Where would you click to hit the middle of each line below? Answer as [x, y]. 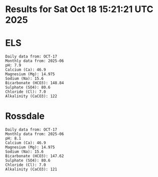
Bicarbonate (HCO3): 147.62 [35, 156]
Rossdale [25, 116]
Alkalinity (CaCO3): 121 [31, 169]
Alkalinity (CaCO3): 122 [31, 96]
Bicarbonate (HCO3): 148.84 [35, 83]
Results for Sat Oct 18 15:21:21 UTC [79, 9]
